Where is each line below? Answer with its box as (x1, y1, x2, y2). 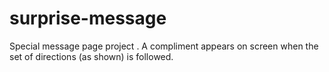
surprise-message (9, 7, 167, 30)
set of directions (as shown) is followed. (9, 50, 174, 62)
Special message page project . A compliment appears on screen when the (9, 40, 319, 52)
